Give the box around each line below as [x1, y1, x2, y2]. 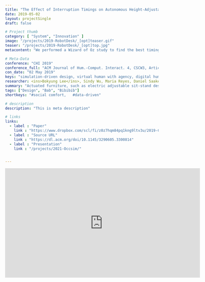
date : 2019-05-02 [5, 12, 40, 17]
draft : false [5, 20, 32, 26]
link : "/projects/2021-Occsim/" [14, 146, 82, 151]
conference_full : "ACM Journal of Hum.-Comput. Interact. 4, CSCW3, [5, 65, 147, 70]
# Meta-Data [5, 56, 29, 61]
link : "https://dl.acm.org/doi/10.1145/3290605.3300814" [14, 137, 134, 142]
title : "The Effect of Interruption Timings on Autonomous [5, 7, 128, 12]
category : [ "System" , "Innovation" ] [5, 34, 84, 39]
